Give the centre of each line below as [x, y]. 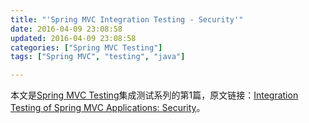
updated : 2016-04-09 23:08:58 [73, 38]
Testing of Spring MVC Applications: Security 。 [108, 108]
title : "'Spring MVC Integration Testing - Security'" [127, 19]
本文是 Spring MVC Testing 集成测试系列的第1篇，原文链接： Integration [154, 95]
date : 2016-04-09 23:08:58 [66, 29]
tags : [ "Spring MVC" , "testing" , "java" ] [98, 57]
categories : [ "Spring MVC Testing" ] [86, 47]
